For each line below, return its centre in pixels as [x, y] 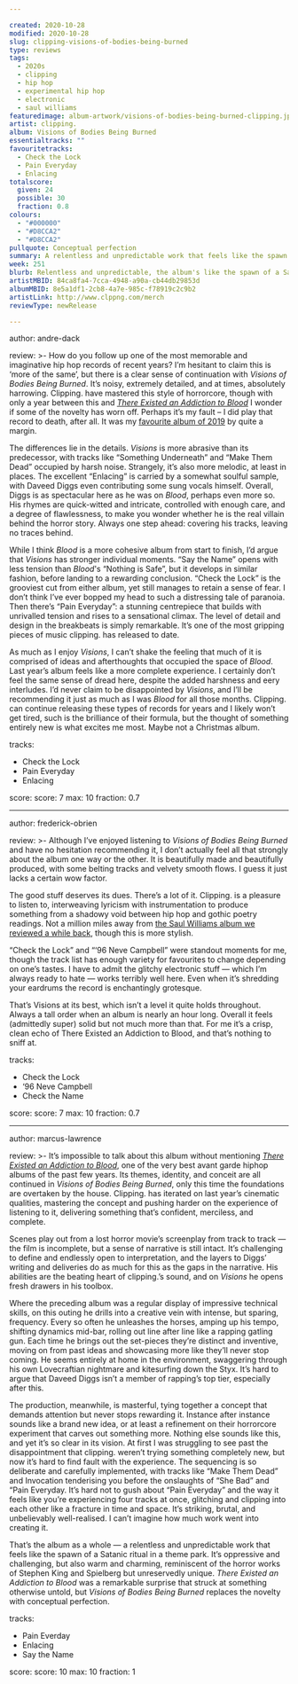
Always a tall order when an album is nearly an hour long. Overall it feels [141, 1014]
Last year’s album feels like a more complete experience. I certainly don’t [142, 671]
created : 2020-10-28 [47, 25]
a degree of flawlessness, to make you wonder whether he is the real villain [147, 514]
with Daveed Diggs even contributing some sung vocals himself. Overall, [141, 486]
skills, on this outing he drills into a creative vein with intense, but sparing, [144, 1312]
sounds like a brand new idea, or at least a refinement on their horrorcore [143, 1424]
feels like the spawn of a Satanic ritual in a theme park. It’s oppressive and [145, 1555]
